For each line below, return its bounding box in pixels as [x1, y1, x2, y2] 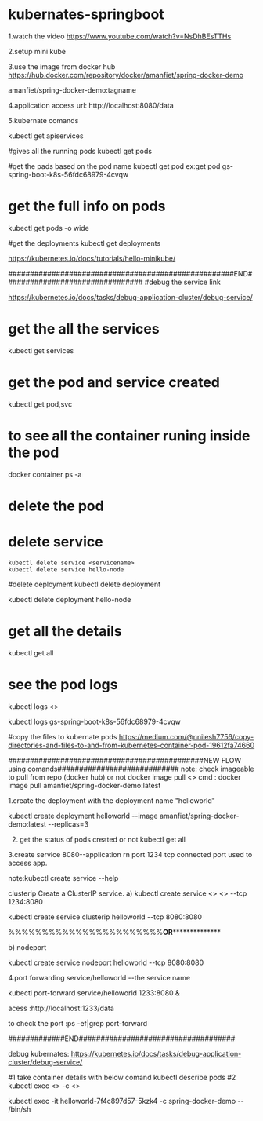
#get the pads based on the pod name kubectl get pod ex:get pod [8, 161, 221, 170]
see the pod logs [8, 675, 118, 693]
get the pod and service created [8, 374, 221, 391]
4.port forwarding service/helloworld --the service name [8, 973, 190, 982]
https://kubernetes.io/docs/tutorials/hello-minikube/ [8, 254, 176, 263]
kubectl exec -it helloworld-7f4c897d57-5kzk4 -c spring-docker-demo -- [8, 1096, 244, 1105]
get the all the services [8, 320, 160, 338]
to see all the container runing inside [8, 426, 250, 444]
